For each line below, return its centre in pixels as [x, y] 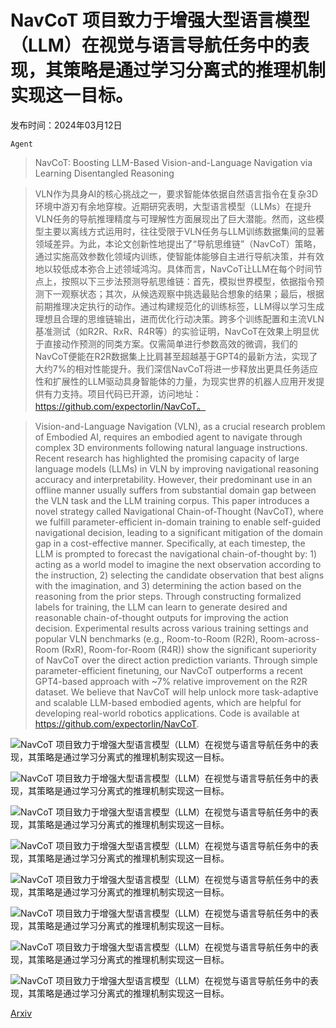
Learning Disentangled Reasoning [104, 173]
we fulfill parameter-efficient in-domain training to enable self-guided [178, 522]
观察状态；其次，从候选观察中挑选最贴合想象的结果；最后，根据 [193, 293]
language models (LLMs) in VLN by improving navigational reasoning [177, 468]
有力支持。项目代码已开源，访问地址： [122, 393]
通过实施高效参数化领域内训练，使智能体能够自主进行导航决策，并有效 [179, 256]
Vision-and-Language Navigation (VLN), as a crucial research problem [180, 426]
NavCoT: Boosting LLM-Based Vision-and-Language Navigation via [173, 162]
